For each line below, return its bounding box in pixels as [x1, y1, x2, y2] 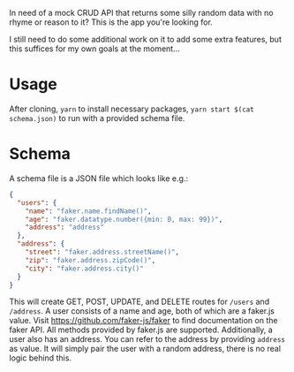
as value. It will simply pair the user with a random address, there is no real [9, 344, 281, 354]
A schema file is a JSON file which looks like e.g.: [9, 172, 188, 184]
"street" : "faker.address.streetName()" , [25, 247, 179, 256]
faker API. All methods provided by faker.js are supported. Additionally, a [9, 324, 274, 335]
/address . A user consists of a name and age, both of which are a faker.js [9, 306, 275, 316]
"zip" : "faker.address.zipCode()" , [25, 255, 156, 264]
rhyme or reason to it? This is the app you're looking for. [9, 17, 214, 27]
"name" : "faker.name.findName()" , [25, 207, 152, 216]
